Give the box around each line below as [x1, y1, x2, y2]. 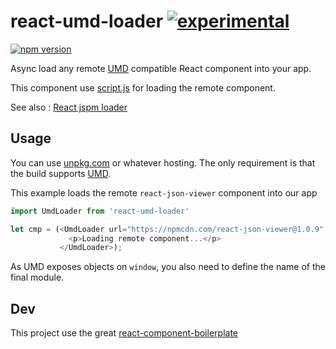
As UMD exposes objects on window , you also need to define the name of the [10, 261, 326, 273]
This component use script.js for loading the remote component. [10, 81, 276, 94]
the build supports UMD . [10, 167, 112, 179]
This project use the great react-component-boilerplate [10, 327, 238, 339]
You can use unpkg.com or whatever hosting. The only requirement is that [10, 156, 316, 169]
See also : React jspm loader [10, 101, 128, 113]
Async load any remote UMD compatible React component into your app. [10, 62, 312, 74]
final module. [10, 271, 65, 284]
